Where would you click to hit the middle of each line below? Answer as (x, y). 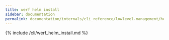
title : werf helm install (32, 10)
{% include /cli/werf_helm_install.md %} (47, 33)
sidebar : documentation (30, 14)
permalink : (17, 19)
